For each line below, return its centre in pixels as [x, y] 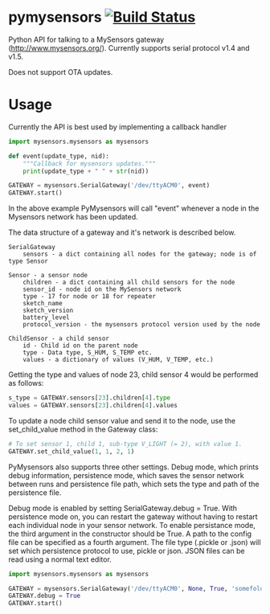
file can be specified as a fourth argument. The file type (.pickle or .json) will [135, 542]
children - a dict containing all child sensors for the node [129, 282]
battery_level [46, 317]
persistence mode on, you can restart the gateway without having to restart [133, 516]
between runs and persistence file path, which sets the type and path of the [134, 484]
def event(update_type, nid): [59, 156]
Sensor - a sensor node [48, 276]
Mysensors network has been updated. [73, 217]
